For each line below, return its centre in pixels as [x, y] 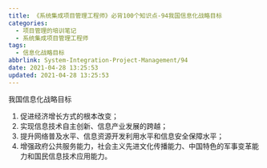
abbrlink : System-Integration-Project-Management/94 [98, 61]
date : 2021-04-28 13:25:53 [53, 68]
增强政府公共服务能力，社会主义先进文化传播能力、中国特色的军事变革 [136, 146]
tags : [17, 46]
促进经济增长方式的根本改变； [69, 116]
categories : [28, 23]
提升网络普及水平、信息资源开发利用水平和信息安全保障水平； [122, 136]
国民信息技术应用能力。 [73, 156]
